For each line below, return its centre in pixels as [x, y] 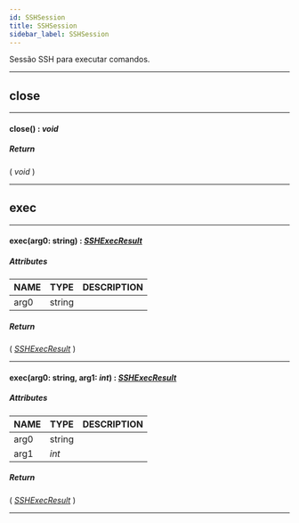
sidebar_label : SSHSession [59, 34]
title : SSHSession [43, 26]
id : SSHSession [37, 17]
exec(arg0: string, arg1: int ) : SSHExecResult [93, 377]
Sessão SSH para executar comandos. [80, 60]
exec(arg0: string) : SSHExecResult [76, 241]
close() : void [34, 128]
